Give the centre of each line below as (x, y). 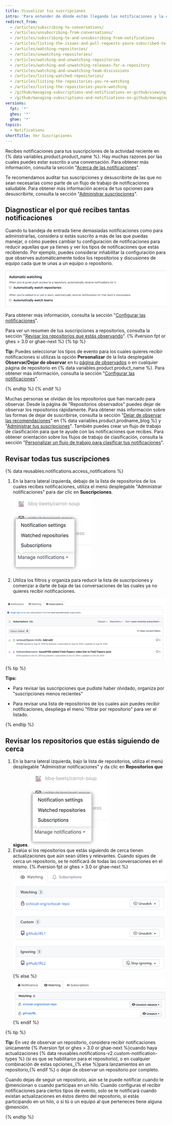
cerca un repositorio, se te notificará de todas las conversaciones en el (88, 861)
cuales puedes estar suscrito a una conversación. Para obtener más (77, 162)
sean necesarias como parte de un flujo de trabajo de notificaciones (77, 183)
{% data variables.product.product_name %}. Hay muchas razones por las (84, 156)
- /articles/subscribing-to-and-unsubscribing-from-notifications (82, 38)
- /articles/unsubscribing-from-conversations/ (62, 33)
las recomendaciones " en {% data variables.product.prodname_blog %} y (83, 421)
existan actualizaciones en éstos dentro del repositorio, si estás (72, 1096)
